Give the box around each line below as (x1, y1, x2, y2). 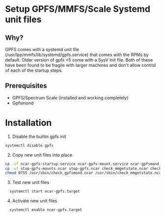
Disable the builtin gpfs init (12, 133, 66, 139)
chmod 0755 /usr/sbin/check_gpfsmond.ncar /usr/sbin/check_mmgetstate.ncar (5, 171, 164, 176)
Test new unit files (12, 180, 50, 186)
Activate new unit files (12, 198, 57, 204)
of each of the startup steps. (5, 67, 63, 73)
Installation (5, 117, 52, 128)
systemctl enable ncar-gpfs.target (9, 208, 82, 213)
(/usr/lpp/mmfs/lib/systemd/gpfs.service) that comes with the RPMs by (5, 52, 149, 58)
